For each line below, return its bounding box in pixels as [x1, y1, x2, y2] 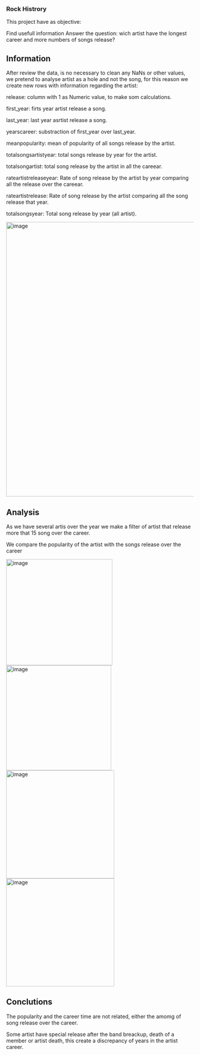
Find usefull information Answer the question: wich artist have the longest [6, 30, 187, 37]
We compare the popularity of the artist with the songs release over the [6, 541, 182, 548]
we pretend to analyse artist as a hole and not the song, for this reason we [6, 76, 189, 83]
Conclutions [6, 997, 52, 1007]
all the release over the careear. [6, 181, 84, 188]
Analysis [6, 507, 40, 517]
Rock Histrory [6, 5, 47, 13]
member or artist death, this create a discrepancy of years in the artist [6, 1037, 178, 1044]
